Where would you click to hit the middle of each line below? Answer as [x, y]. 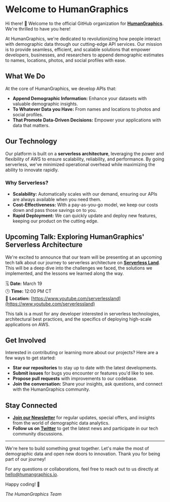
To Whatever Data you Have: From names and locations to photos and [86, 109]
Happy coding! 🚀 [23, 484]
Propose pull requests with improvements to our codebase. [75, 379]
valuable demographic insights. [45, 104]
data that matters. [31, 125]
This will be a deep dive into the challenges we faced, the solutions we [79, 268]
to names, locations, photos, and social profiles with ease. [66, 60]
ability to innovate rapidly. [32, 170]
